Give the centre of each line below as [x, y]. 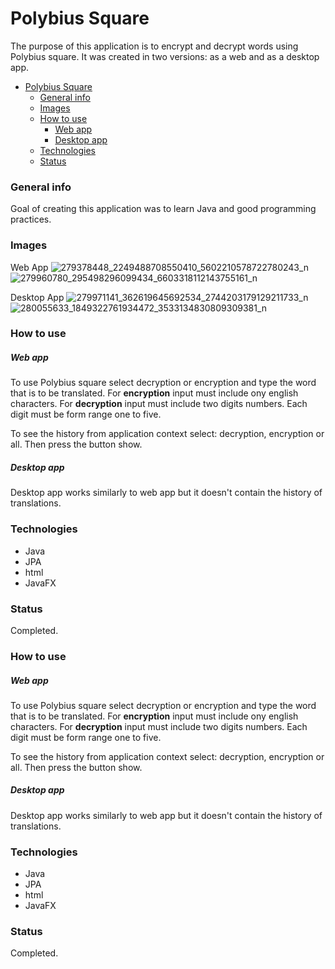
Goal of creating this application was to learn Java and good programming [163, 209]
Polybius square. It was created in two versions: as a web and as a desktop [165, 56]
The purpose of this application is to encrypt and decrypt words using [154, 46]
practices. [31, 219]
